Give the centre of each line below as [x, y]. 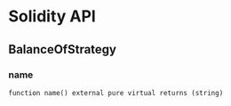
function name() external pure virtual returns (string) [116, 93]
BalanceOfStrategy [63, 49]
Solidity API [52, 16]
